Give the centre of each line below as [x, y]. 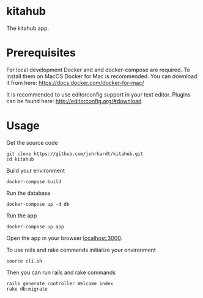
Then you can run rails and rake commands [61, 272]
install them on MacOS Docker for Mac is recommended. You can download [102, 76]
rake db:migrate [27, 289]
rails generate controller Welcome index [60, 283]
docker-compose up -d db [38, 204]
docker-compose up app [35, 227]
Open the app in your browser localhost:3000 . [65, 238]
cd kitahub [20, 159]
